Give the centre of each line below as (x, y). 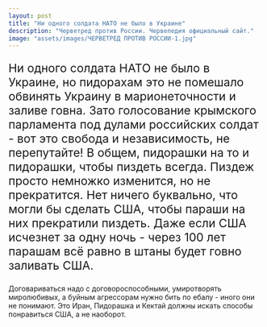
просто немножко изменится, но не (110, 182)
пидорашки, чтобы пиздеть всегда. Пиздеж (131, 167)
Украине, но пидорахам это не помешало (126, 83)
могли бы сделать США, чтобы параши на (127, 210)
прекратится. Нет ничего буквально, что (123, 195)
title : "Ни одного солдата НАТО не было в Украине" (97, 23)
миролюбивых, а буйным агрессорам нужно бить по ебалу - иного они (132, 297)
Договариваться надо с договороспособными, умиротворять (115, 289)
